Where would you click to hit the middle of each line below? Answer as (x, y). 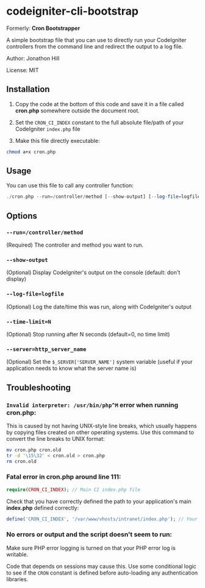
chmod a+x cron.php (31, 152)
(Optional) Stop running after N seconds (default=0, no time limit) (88, 334)
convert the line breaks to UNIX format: (56, 438)
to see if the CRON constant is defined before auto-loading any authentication (102, 573)
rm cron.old (21, 461)
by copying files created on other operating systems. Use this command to (100, 432)
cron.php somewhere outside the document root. (77, 111)
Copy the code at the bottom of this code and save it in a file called (99, 104)
